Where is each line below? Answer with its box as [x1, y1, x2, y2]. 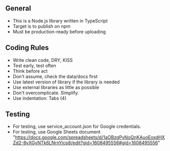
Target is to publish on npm [12, 23, 71, 29]
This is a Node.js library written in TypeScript [12, 17, 108, 24]
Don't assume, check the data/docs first [12, 73, 98, 79]
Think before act [12, 68, 48, 74]
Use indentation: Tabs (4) [12, 95, 67, 101]
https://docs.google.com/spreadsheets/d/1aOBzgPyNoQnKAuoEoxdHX [15, 134, 165, 140]
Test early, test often [12, 62, 56, 69]
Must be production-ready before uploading [12, 28, 106, 35]
